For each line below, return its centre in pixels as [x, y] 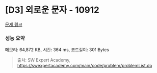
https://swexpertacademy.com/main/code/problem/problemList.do [85, 66]
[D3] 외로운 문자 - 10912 [52, 10]
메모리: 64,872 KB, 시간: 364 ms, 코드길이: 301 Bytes [57, 50]
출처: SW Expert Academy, [44, 60]
